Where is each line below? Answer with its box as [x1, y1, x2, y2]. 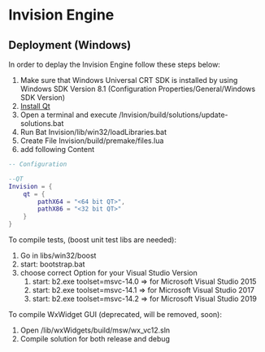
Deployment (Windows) [8, 38, 132, 52]
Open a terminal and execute [20, 110, 118, 120]
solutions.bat [20, 119, 64, 128]
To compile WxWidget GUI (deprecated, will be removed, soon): [8, 310, 222, 319]
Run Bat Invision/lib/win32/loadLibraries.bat [20, 128, 167, 137]
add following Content [20, 145, 95, 154]
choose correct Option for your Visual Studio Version [20, 268, 198, 277]
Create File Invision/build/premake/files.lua [20, 136, 164, 146]
